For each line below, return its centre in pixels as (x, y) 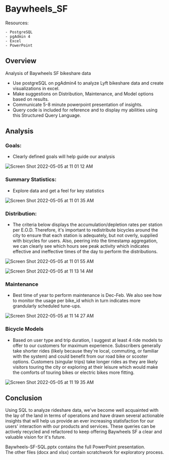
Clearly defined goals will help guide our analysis (64, 157)
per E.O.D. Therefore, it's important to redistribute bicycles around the (85, 230)
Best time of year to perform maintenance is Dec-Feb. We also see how (87, 295)
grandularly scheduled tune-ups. (47, 306)
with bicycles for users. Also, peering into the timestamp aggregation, (85, 241)
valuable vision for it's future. (36, 437)
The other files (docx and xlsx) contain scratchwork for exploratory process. (85, 452)
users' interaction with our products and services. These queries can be (80, 427)
